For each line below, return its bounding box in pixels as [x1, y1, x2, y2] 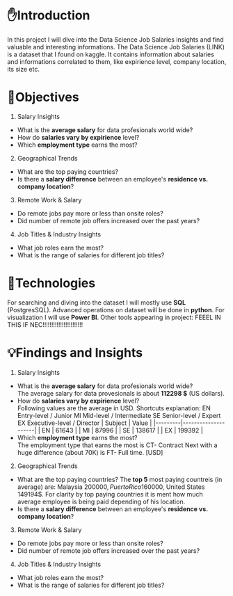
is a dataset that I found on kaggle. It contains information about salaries [7, 50, 214, 58]
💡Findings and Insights [7, 345, 143, 360]
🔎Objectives [7, 90, 79, 105]
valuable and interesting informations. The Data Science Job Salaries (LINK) [7, 42, 225, 51]
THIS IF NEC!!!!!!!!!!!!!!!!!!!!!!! [7, 320, 83, 329]
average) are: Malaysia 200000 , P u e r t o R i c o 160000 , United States [17, 483, 205, 491]
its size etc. [7, 65, 40, 73]
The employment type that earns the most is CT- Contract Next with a [17, 441, 218, 449]
